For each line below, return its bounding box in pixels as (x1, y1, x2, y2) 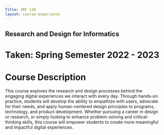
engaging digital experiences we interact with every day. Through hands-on (5, 93, 158, 99)
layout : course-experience (5, 12, 60, 17)
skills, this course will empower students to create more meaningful (22, 119, 159, 125)
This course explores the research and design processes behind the (5, 88, 143, 94)
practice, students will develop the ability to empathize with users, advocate (5, 98, 158, 104)
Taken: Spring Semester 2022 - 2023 (5, 49, 160, 61)
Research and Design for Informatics (5, 30, 119, 38)
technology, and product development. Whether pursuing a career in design (5, 109, 158, 115)
